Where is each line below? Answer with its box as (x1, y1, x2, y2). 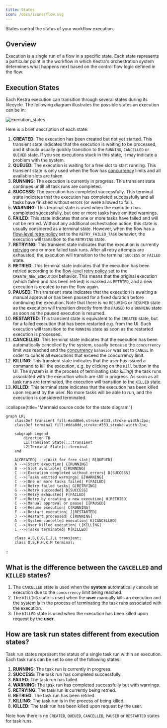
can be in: (5, 107, 26, 113)
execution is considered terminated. (12, 395, 86, 401)
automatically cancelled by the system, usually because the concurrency (12, 342, 161, 348)
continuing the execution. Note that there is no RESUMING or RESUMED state (12, 300, 161, 306)
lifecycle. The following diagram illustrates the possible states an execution (5, 102, 160, 108)
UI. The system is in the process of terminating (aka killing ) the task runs (12, 368, 162, 374)
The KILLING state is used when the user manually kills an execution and (12, 594, 161, 600)
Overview (5, 40, 37, 48)
